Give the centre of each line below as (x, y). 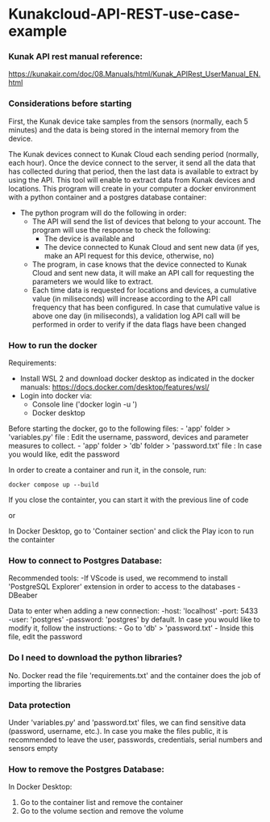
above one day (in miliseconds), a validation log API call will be (136, 315)
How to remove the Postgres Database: (87, 769)
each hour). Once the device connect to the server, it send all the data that (132, 162)
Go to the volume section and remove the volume (102, 811)
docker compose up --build (54, 485)
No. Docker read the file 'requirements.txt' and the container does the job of (135, 675)
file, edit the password (46, 637)
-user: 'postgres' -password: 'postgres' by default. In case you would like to (134, 620)
